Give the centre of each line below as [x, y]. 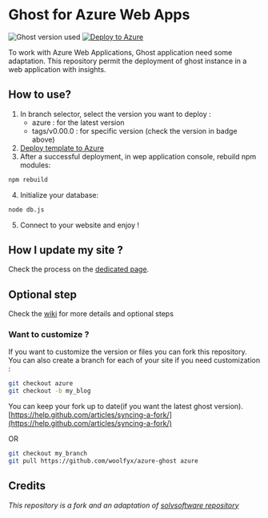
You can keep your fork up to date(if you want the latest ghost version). [126, 407]
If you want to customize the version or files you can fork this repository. [128, 352]
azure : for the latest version [78, 122]
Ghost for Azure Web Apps [99, 15]
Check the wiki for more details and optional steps [91, 314]
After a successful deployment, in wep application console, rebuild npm [138, 156]
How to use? [40, 95]
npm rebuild [28, 179]
